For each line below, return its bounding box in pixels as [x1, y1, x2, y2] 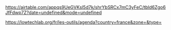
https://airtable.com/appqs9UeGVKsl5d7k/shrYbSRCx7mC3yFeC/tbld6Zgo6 [5, 4, 166, 10]
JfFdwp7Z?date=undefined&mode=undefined [5, 9, 102, 15]
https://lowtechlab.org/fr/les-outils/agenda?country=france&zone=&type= [5, 19, 162, 25]
